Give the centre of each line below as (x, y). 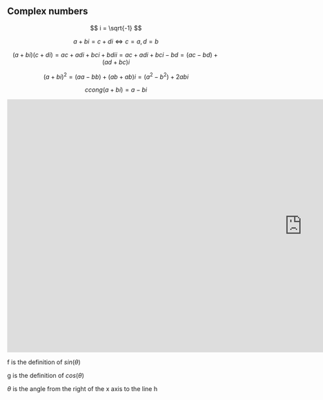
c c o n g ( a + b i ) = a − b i (116, 90)
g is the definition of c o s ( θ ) (46, 376)
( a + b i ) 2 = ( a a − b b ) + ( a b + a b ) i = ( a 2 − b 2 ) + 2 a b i (116, 76)
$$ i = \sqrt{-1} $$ (116, 28)
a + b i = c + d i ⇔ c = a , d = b (116, 41)
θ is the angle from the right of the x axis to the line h (82, 389)
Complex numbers (48, 11)
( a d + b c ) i (116, 62)
